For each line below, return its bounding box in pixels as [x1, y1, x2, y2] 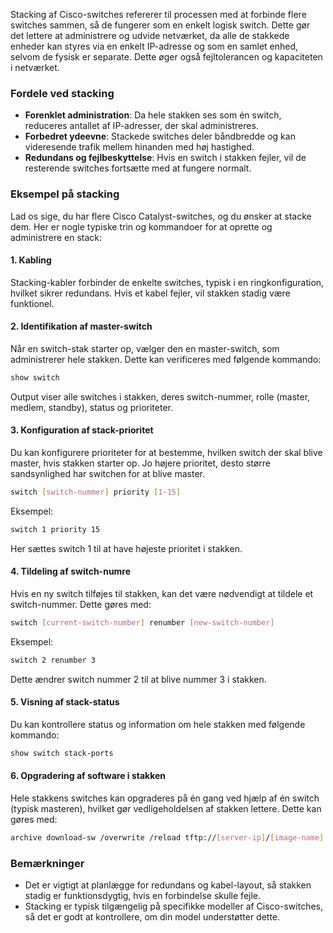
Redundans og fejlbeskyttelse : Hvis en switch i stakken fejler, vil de [24, 152, 307, 164]
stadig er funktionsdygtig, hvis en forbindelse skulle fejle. [24, 890, 262, 902]
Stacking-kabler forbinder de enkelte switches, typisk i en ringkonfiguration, [10, 276, 325, 288]
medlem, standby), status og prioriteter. [10, 401, 173, 413]
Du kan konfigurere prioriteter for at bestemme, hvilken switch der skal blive [10, 447, 323, 459]
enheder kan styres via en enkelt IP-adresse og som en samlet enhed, [10, 40, 299, 52]
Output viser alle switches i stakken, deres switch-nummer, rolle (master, [10, 390, 311, 403]
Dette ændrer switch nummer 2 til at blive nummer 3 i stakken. [10, 673, 267, 685]
